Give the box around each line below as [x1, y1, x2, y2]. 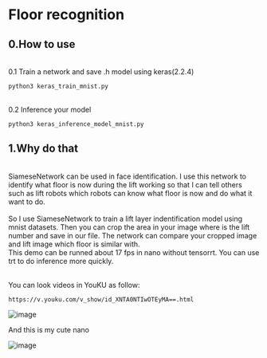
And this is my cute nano [8, 325, 90, 334]
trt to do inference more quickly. [8, 256, 114, 266]
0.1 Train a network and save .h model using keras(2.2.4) [8, 67, 194, 77]
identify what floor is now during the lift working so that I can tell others [8, 179, 243, 189]
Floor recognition [8, 6, 125, 24]
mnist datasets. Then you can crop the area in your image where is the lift [8, 222, 250, 232]
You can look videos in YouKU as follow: [8, 280, 140, 289]
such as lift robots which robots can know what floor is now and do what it [8, 188, 253, 198]
